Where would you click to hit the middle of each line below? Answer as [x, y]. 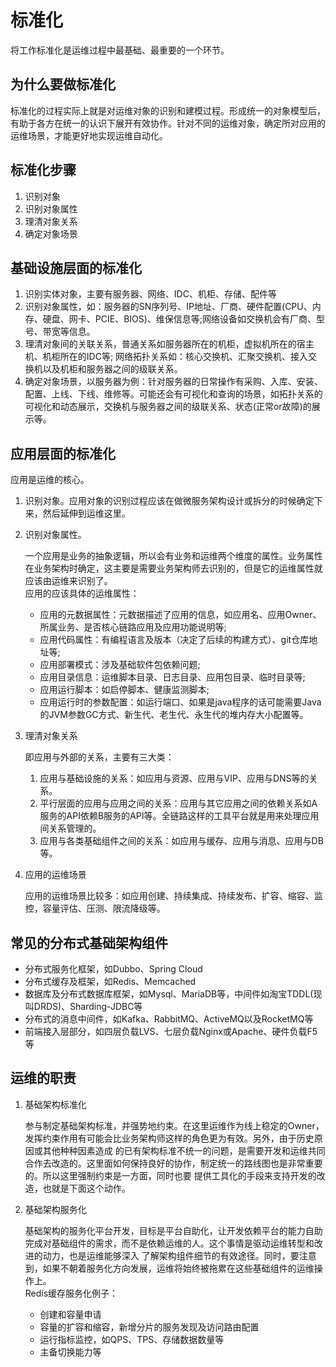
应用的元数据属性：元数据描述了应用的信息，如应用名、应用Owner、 [180, 615]
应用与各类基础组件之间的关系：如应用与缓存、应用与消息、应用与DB [181, 841]
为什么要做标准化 [63, 84]
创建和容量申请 [70, 1314]
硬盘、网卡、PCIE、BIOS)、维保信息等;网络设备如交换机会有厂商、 [179, 319]
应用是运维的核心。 [50, 480]
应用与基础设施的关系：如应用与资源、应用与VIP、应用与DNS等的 [174, 778]
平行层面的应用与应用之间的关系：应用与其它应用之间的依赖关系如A [178, 803]
